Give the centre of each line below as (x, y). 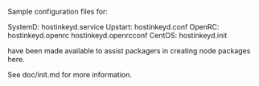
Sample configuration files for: (58, 12)
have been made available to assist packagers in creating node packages (129, 51)
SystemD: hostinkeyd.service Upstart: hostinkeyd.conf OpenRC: (113, 27)
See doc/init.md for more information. (70, 74)
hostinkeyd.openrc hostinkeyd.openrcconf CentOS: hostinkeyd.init (117, 35)
